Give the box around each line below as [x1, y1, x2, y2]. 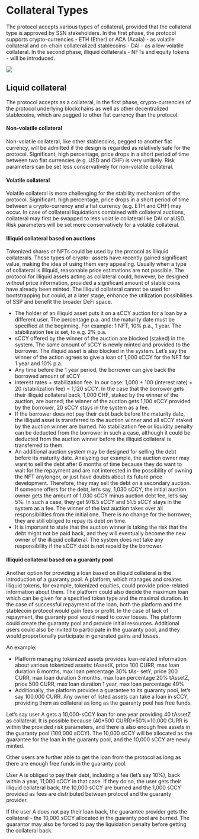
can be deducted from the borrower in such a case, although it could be [14, 429, 191, 436]
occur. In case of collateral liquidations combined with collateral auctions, [6, 208, 185, 216]
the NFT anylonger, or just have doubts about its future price [14, 473, 163, 480]
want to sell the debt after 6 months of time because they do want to [14, 461, 182, 468]
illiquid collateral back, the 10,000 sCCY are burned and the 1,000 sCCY [6, 784, 182, 791]
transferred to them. [14, 442, 64, 449]
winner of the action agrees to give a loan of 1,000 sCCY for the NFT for [14, 353, 191, 361]
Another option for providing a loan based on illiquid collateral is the [6, 569, 172, 576]
